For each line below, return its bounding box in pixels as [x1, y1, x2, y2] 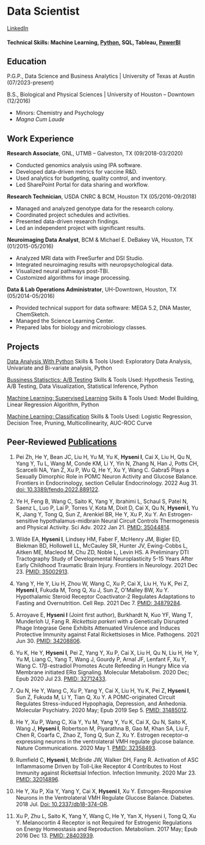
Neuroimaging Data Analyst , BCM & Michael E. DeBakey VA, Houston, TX [7, 236, 193, 244]
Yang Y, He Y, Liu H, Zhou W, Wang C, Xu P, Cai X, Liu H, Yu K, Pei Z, [15, 579, 189, 587]
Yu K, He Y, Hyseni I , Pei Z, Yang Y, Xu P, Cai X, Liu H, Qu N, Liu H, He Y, [15, 649, 199, 656]
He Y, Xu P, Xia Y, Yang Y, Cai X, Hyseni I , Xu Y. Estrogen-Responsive [15, 787, 192, 795]
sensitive [15, 517, 39, 524]
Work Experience [7, 133, 74, 144]
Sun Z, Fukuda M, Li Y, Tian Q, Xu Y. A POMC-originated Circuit [15, 693, 176, 701]
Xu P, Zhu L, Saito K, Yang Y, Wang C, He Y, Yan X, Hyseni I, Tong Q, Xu [15, 812, 196, 819]
